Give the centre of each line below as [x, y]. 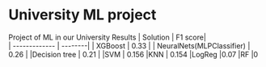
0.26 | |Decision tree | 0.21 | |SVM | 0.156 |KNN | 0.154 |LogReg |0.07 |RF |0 [133, 54]
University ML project [82, 15]
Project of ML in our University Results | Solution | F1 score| [107, 37]
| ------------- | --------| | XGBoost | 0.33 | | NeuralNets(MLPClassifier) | [129, 45]
